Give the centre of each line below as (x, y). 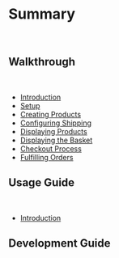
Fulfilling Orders (47, 157)
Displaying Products (53, 131)
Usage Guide (42, 183)
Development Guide (59, 243)
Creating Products (51, 114)
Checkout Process (51, 148)
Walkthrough (42, 62)
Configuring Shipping (55, 123)
